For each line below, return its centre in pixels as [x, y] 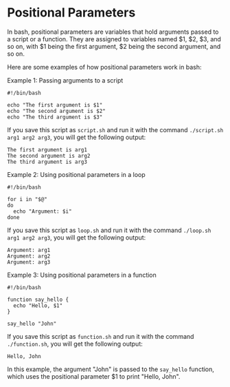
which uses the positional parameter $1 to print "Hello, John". [94, 376]
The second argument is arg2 [49, 156]
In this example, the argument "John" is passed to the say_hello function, [111, 369]
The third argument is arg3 [47, 162]
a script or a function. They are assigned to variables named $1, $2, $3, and [114, 39]
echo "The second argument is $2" [57, 111]
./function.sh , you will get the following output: [75, 344]
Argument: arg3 [29, 262]
